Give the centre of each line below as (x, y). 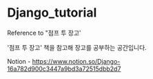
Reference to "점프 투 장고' (44, 33)
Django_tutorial (52, 13)
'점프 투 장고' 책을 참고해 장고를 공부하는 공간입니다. (77, 47)
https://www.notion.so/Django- (76, 61)
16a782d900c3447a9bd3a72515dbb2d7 (64, 69)
